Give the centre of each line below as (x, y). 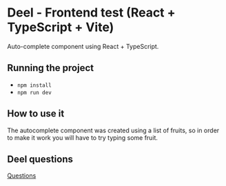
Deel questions (40, 159)
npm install (34, 85)
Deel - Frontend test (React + (91, 13)
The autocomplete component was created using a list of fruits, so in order (113, 130)
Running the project (51, 68)
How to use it (36, 114)
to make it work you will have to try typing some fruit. (83, 137)
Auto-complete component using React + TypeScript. (83, 46)
